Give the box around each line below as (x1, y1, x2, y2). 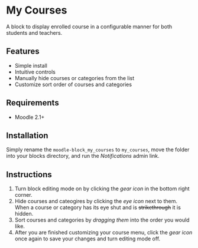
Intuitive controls (14, 68, 56, 75)
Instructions (6, 169, 52, 180)
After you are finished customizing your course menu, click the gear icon (14, 229, 193, 236)
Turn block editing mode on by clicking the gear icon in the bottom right (14, 185, 190, 192)
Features (6, 47, 40, 57)
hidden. (14, 210, 34, 217)
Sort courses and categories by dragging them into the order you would (14, 216, 190, 224)
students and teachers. (6, 29, 63, 36)
